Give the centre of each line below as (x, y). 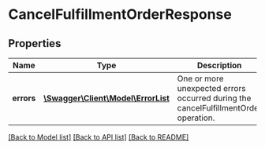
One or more (200, 78)
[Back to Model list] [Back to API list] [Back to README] (99, 137)
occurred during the (214, 98)
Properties (35, 44)
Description (219, 65)
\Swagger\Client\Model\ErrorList (106, 98)
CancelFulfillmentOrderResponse (120, 15)
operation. (196, 118)
